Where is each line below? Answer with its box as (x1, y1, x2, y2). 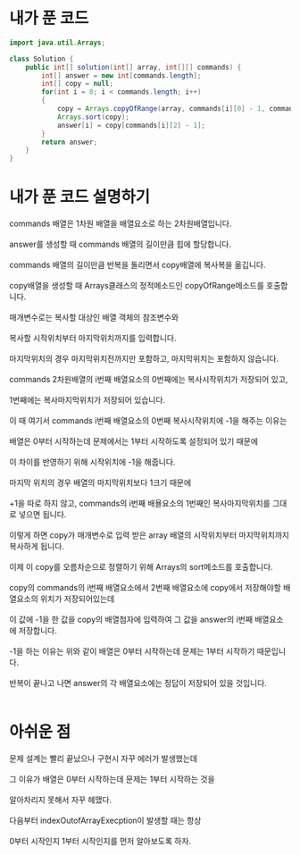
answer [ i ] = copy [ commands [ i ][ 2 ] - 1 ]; (56, 121, 205, 130)
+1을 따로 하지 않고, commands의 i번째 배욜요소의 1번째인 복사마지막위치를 (9, 498, 271, 509)
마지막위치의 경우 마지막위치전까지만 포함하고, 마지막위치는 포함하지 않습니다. (9, 354, 279, 365)
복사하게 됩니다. (9, 541, 65, 552)
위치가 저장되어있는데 (39, 593, 115, 604)
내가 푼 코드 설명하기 (9, 187, 150, 207)
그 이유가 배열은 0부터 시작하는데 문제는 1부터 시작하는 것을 (9, 774, 216, 784)
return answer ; (41, 138, 98, 147)
